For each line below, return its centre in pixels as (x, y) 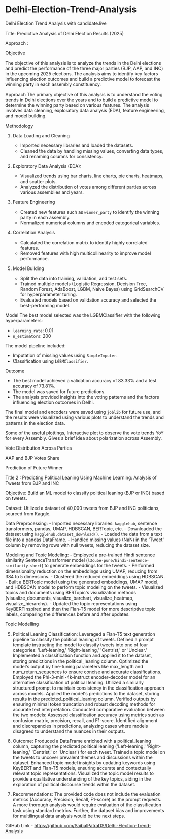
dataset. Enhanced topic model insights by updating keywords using (84, 762)
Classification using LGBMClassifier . (50, 361)
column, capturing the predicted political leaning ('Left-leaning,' (79, 746)
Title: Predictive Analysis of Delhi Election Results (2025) (65, 33)
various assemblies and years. (52, 192)
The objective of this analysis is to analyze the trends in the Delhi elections (83, 63)
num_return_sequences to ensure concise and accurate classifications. (87, 672)
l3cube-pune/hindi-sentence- (118, 560)
